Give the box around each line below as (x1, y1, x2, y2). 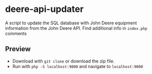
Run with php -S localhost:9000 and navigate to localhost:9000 (12, 63, 144, 69)
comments (5, 30, 27, 36)
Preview (5, 45, 31, 53)
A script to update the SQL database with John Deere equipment (5, 20, 137, 26)
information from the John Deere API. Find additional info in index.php (5, 25, 148, 31)
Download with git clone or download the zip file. (12, 58, 115, 64)
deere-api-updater (5, 3, 84, 15)
